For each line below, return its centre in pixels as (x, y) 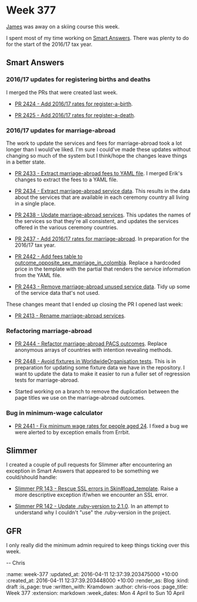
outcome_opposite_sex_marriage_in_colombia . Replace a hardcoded (97, 262)
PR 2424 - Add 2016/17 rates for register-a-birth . (74, 104)
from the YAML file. (38, 275)
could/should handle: (32, 477)
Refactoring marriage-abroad (49, 331)
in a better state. (26, 162)
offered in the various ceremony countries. (66, 227)
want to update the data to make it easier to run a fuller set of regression (102, 374)
